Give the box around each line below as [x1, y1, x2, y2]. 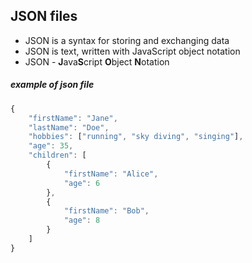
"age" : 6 [63, 178, 101, 188]
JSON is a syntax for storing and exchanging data [24, 34, 230, 46]
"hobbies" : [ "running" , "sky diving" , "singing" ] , [28, 132, 244, 142]
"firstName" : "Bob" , [63, 206, 150, 216]
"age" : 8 [63, 215, 101, 226]
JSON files [10, 8, 78, 25]
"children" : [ [28, 150, 87, 161]
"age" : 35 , [28, 141, 74, 151]
